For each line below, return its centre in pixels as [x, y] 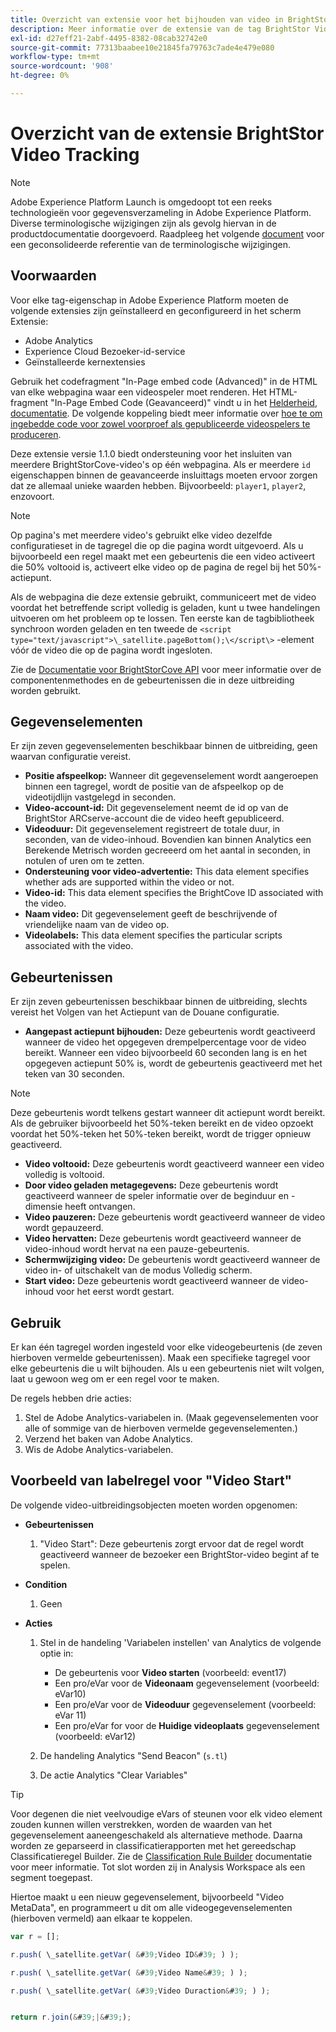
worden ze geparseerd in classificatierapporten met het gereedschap [153, 1845]
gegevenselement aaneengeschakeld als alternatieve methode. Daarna [156, 1835]
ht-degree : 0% [40, 76]
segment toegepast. [51, 1877]
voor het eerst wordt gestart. [115, 1292]
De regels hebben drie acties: [71, 1398]
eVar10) [70, 1693]
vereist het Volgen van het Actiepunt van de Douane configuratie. [145, 1012]
